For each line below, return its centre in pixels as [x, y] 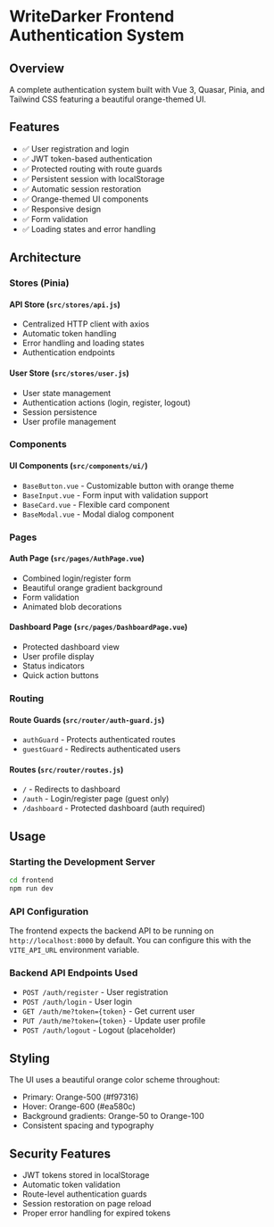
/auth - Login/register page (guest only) [95, 799]
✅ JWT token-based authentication [87, 159]
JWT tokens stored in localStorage [86, 1174]
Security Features [60, 1153]
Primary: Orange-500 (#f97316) [80, 1097]
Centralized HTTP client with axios [86, 324]
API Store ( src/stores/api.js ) [65, 304]
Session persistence [59, 411]
